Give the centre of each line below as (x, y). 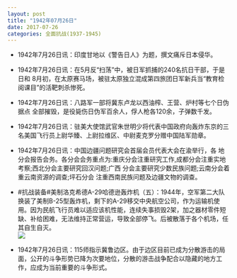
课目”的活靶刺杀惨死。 (56, 88)
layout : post (27, 14)
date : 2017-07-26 (33, 27)
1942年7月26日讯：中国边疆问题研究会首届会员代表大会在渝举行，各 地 (121, 150)
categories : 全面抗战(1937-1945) (54, 34)
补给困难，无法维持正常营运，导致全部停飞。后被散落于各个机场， (126, 219)
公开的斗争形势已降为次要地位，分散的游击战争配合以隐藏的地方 (123, 259)
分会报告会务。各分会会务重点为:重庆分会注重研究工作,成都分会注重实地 (122, 160)
